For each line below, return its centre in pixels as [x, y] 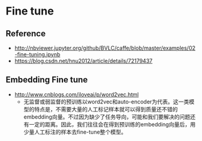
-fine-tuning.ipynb [37, 54]
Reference [26, 34]
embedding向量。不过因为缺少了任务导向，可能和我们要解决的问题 [107, 117]
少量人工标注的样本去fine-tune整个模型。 [75, 132]
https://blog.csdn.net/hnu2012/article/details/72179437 [83, 61]
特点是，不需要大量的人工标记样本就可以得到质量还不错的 [106, 109]
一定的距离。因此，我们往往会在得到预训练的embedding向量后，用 [112, 124]
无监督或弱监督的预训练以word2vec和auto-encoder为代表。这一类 [106, 102]
